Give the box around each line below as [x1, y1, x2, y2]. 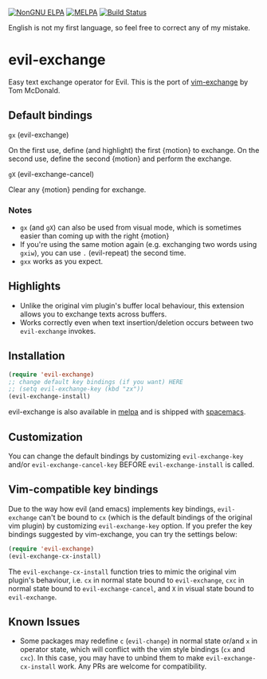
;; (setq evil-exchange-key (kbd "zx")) [8, 385, 145, 394]
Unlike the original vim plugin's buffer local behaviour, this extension [19, 300, 245, 310]
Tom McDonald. [8, 85, 61, 95]
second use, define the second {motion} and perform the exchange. [8, 154, 233, 163]
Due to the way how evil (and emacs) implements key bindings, [8, 504, 216, 513]
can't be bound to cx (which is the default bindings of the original [38, 512, 253, 522]
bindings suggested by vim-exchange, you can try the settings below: [8, 529, 238, 539]
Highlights [8, 280, 61, 293]
